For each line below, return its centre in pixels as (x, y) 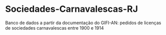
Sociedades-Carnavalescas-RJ (72, 9)
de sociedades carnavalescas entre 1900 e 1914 (54, 28)
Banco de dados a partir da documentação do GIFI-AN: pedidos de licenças (83, 23)
